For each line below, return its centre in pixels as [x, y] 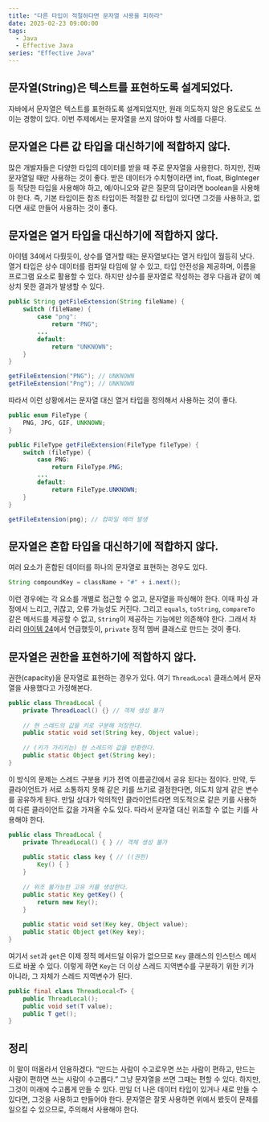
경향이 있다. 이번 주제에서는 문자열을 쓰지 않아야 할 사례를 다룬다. [124, 118]
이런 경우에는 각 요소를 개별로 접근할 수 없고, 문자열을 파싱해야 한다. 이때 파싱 [129, 599]
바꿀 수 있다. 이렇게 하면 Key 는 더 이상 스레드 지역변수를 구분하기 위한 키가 [139, 966]
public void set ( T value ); [68, 1006]
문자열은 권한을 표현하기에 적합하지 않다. [102, 657]
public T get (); [50, 1014]
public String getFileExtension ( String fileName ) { [96, 302]
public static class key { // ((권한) [86, 857]
